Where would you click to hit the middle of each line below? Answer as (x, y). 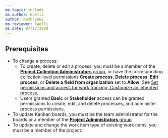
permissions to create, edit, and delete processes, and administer (88, 103)
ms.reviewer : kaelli (27, 24)
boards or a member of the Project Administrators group (72, 119)
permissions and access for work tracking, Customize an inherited (89, 87)
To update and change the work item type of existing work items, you (85, 125)
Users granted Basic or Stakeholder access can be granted (82, 98)
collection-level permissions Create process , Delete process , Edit (89, 77)
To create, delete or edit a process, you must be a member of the (88, 66)
